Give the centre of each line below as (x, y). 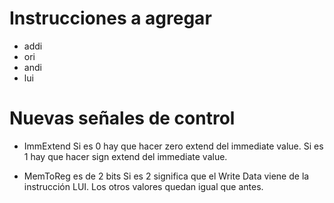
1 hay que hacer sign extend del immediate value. (125, 156)
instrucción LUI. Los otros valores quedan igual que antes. (143, 186)
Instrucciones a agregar (110, 18)
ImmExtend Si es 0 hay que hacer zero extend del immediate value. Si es (173, 146)
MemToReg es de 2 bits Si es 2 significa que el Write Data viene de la (166, 176)
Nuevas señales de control (122, 118)
